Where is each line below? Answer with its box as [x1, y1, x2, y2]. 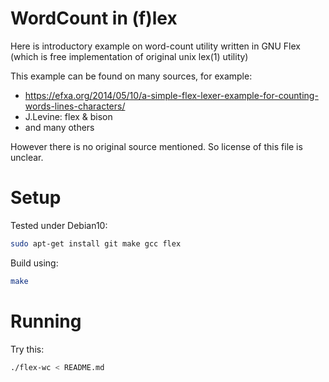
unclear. [10, 151, 44, 163]
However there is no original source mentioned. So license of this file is [10, 140, 303, 152]
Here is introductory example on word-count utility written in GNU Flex [10, 40, 301, 52]
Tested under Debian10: [10, 219, 108, 231]
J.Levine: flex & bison [24, 110, 113, 122]
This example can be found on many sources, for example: [10, 70, 253, 82]
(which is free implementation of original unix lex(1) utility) [10, 50, 249, 62]
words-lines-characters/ [24, 100, 126, 112]
